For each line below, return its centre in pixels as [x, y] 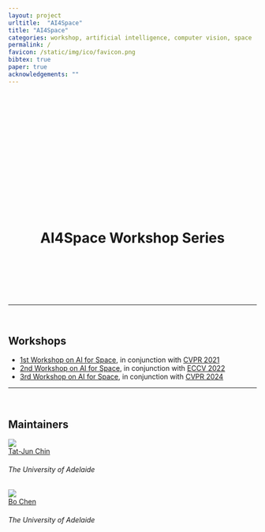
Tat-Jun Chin [29, 451]
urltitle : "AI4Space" [45, 23]
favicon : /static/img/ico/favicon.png [72, 52]
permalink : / [30, 45]
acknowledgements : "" [44, 74]
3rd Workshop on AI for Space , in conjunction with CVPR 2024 [121, 377]
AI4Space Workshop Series [132, 238]
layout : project [35, 15]
